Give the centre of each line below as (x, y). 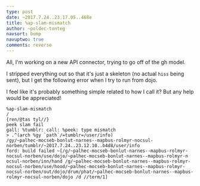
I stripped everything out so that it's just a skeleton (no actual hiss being (95, 74)
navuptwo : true (25, 39)
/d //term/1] (92, 177)
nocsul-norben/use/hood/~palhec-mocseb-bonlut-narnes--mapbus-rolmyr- (96, 166)
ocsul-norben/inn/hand (34, 161)
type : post (20, 12)
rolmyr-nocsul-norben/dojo (40, 177)
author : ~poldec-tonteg (36, 28)
